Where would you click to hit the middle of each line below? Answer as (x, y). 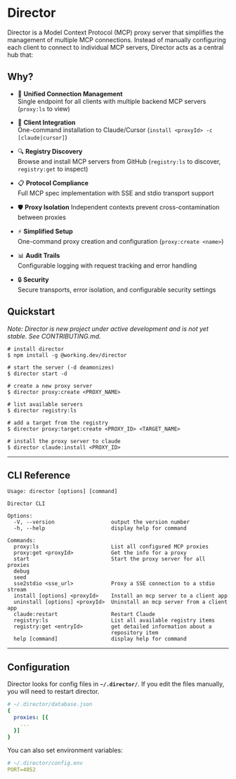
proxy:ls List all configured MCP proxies (111, 547)
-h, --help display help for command (100, 528)
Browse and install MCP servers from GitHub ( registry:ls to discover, (119, 161)
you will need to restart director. (53, 692)
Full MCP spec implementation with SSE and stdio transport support (116, 193)
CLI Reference (39, 475)
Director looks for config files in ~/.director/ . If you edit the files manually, (116, 684)
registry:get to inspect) (53, 169)
